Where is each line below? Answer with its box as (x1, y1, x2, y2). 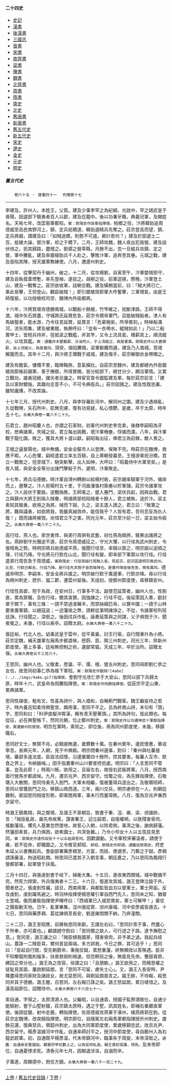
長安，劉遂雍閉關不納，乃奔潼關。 (72, 910, 144, 916)
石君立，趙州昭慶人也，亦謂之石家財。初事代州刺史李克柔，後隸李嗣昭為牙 (5, 422, 162, 428)
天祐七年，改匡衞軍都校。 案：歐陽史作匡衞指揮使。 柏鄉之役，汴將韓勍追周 (14, 220, 163, 226)
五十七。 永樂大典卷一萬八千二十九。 (5, 411, 73, 418)
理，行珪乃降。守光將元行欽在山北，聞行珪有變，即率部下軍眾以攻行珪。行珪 (5, 551, 167, 557)
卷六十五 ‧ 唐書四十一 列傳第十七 (14, 193, 82, 198)
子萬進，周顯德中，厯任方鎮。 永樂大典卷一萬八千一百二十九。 (5, 1059, 125, 1065)
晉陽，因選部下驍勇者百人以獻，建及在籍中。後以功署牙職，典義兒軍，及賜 (5, 214, 162, 220)
